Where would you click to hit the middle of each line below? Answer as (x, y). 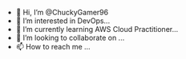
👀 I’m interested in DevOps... (63, 21)
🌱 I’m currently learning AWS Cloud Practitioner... (97, 29)
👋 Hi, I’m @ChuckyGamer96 (62, 12)
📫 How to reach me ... (53, 47)
